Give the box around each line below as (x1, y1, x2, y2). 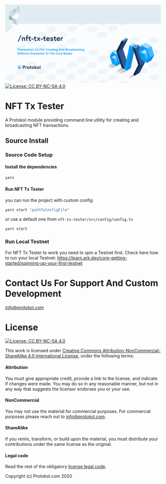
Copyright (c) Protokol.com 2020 (5, 473, 73, 479)
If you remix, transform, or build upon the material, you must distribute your (5, 436, 159, 442)
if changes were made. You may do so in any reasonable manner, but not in (5, 380, 159, 386)
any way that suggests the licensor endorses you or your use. (5, 386, 131, 392)
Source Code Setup (5, 151, 53, 158)
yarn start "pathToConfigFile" (5, 207, 70, 212)
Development (5, 288, 62, 299)
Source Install (5, 136, 48, 145)
